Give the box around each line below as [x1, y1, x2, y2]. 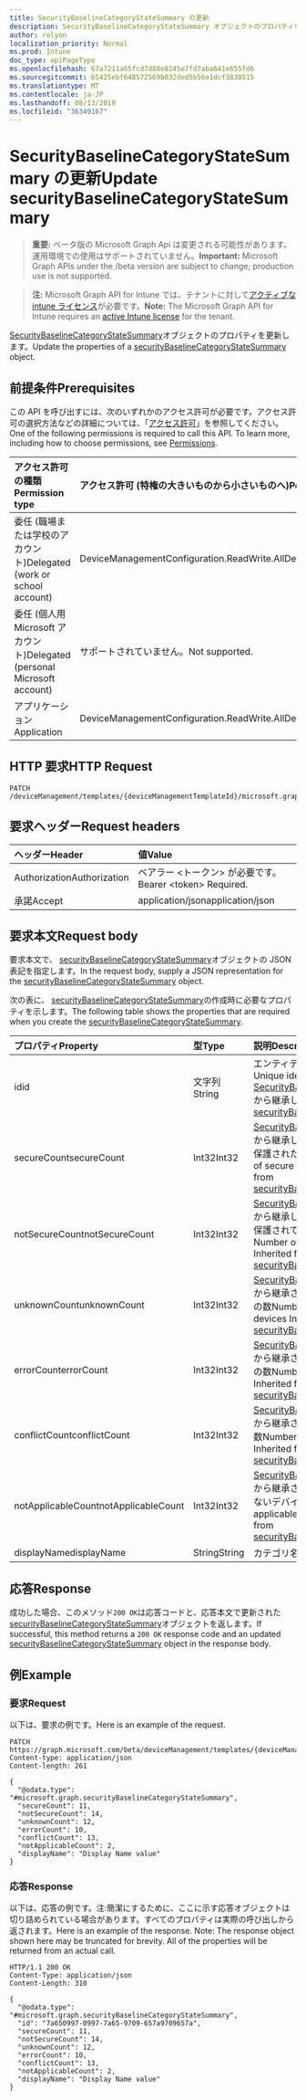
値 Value [138, 848, 173, 861]
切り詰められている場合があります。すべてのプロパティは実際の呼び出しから [9, 1914, 294, 1925]
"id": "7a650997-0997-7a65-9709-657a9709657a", [17, 2019, 202, 2028]
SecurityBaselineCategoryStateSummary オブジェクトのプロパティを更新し [9, 330, 291, 341]
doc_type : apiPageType [9, 56, 96, 65]
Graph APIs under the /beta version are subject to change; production [31, 261, 294, 272]
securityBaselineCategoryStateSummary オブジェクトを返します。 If [9, 1618, 262, 1630]
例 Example [9, 1667, 72, 1683]
